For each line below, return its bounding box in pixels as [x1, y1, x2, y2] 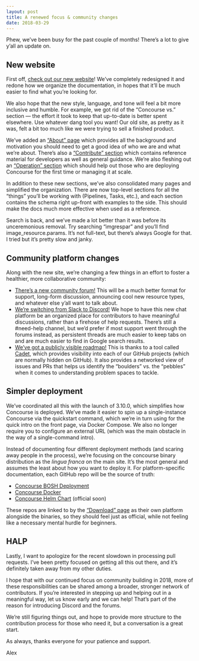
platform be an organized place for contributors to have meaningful [14, 312, 180, 319]
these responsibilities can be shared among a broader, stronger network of [6, 582, 189, 590]
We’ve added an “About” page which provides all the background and [6, 136, 176, 144]
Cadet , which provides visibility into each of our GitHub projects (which [14, 350, 189, 357]
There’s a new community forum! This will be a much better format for [14, 287, 186, 294]
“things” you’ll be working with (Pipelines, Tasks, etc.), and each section [6, 193, 183, 200]
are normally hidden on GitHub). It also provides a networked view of [14, 356, 184, 364]
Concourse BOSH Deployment [14, 482, 89, 489]
